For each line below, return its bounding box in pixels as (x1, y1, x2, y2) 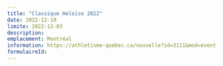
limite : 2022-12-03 (7, 23, 63, 30)
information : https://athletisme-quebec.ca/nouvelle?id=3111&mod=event (7, 42, 216, 49)
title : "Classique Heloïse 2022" (7, 10, 103, 17)
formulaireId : (7, 49, 48, 56)
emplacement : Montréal (7, 36, 72, 43)
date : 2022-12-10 (7, 16, 57, 23)
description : (7, 29, 45, 36)
